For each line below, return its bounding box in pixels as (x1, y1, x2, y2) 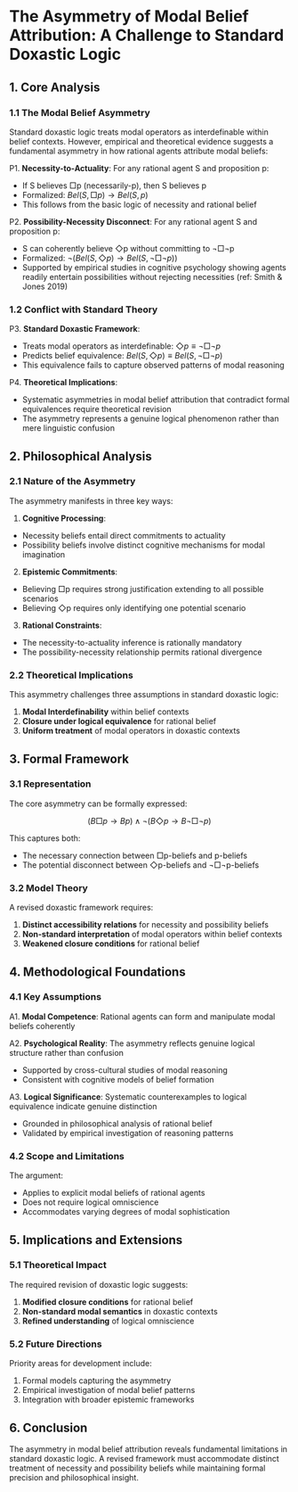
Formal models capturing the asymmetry (21, 1375, 172, 1386)
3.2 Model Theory (9, 881, 89, 894)
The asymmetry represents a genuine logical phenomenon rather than (21, 413, 279, 425)
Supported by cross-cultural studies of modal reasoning (21, 1064, 229, 1076)
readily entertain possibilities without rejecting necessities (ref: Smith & (21, 271, 283, 282)
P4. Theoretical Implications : (9, 377, 118, 388)
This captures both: (9, 832, 81, 844)
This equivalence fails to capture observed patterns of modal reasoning (21, 359, 285, 371)
